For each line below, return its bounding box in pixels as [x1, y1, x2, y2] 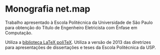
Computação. [5, 30, 33, 36]
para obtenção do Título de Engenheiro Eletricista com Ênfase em [5, 24, 137, 30]
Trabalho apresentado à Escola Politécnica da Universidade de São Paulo [5, 19, 153, 25]
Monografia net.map [5, 3, 91, 15]
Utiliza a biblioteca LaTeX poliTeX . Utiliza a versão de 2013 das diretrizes [5, 39, 151, 45]
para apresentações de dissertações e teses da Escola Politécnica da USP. [5, 44, 156, 50]
